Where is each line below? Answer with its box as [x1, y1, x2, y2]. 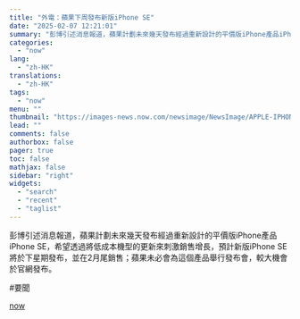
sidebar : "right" [9, 171, 74, 180]
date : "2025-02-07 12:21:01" [9, 21, 118, 30]
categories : [9, 38, 54, 47]
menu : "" [9, 105, 42, 113]
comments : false [9, 130, 70, 139]
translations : [9, 71, 62, 80]
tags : [9, 88, 29, 97]
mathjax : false [9, 163, 66, 172]
